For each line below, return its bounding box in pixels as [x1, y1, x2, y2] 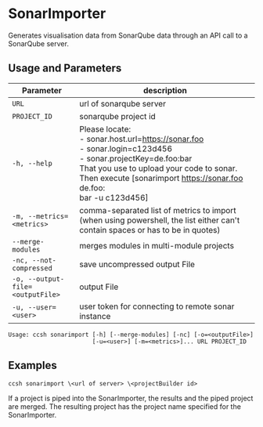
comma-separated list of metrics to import [79, 204, 236, 215]
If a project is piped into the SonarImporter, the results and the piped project [8, 393, 254, 403]
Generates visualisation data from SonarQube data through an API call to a [8, 31, 248, 40]
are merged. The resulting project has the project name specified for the [8, 401, 241, 411]
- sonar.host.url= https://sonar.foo [79, 133, 204, 144]
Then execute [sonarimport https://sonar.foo [79, 172, 243, 183]
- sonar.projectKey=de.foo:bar [79, 153, 193, 164]
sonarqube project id [79, 110, 157, 121]
